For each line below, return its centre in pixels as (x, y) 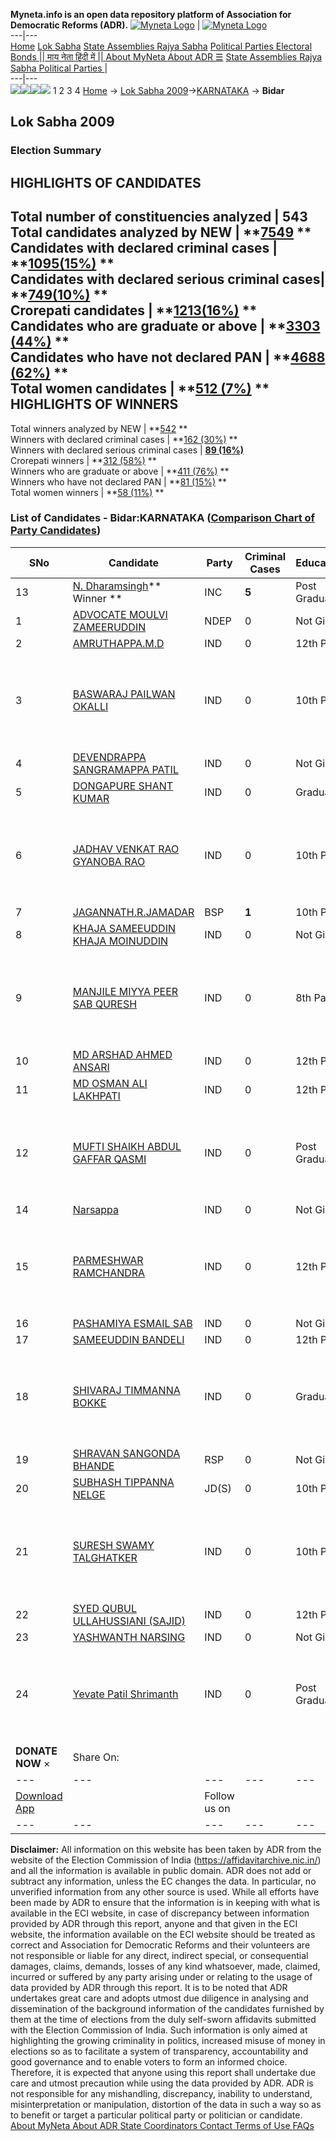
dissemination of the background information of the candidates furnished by (167, 2008)
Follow (219, 1796)
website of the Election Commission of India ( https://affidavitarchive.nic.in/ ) (166, 1860)
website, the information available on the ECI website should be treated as (163, 1934)
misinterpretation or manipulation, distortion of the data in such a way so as (166, 2104)
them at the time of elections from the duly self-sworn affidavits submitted (163, 2019)
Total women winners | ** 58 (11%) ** (87, 492)
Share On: (96, 1757)
